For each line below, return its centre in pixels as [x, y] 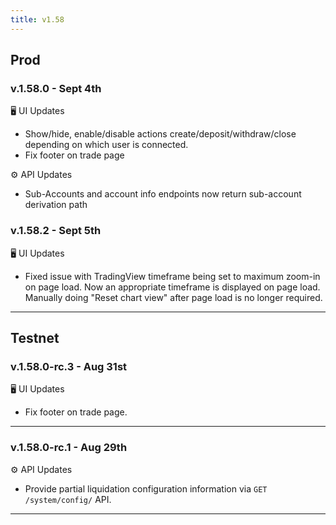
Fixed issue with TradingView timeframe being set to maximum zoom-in [172, 276]
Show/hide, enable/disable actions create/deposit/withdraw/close [160, 134]
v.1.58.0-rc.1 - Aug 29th [69, 448]
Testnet [35, 338]
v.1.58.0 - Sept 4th [56, 88]
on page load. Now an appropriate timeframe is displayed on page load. [172, 287]
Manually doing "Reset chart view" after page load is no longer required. [173, 297]
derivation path [56, 205]
